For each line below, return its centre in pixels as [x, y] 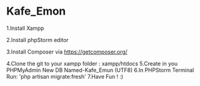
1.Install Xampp [25, 28]
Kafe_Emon [36, 11]
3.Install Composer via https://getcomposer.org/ [67, 52]
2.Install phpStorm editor [38, 40]
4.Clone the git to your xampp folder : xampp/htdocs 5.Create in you [92, 63]
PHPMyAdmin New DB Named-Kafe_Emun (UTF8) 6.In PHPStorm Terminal [100, 70]
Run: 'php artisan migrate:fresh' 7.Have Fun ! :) [65, 76]
